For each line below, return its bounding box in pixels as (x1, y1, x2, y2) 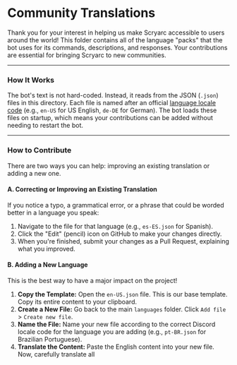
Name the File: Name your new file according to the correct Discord (17, 320, 216, 328)
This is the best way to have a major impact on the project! (7, 276, 178, 285)
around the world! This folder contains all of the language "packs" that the (7, 35, 223, 44)
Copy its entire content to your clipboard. (17, 297, 138, 306)
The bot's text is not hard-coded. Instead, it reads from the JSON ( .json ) (7, 91, 219, 100)
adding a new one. (7, 169, 61, 177)
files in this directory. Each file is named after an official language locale (7, 99, 217, 107)
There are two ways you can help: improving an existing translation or (7, 161, 210, 170)
